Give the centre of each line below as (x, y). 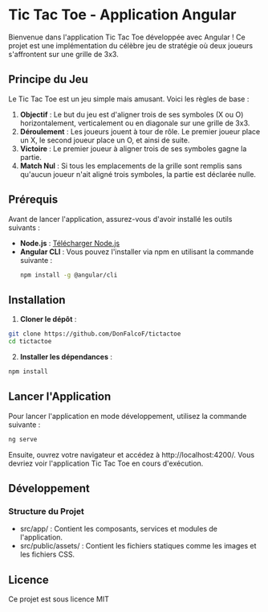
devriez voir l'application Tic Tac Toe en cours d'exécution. (106, 463)
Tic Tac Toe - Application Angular (122, 15)
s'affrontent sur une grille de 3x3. (63, 54)
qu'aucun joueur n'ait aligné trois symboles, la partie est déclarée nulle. (138, 174)
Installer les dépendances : (66, 357)
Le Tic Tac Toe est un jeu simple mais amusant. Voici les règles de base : (129, 99)
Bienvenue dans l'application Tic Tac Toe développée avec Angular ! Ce (127, 37)
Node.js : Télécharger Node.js (70, 243)
